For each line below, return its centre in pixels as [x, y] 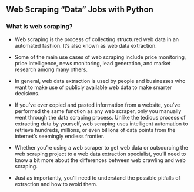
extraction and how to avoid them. [56, 184]
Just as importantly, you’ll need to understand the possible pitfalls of [98, 178]
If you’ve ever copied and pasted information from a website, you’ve [97, 105]
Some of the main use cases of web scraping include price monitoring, [100, 57]
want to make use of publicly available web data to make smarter [93, 87]
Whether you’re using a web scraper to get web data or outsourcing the [101, 147]
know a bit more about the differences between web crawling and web [100, 160]
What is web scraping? [39, 27]
